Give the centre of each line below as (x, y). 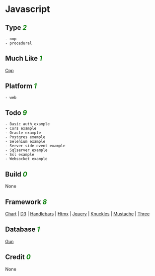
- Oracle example (23, 133)
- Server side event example (35, 146)
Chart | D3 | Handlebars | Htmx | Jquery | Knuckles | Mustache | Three (77, 214)
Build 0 (16, 174)
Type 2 (16, 28)
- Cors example (21, 129)
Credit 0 (18, 257)
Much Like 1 (24, 58)
